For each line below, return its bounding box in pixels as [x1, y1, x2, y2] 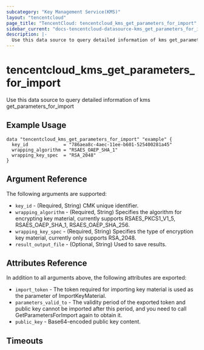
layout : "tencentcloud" [6, 15, 67, 21]
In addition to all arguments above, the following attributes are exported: [6, 274, 187, 281]
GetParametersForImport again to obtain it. [15, 312, 123, 319]
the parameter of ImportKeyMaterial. [15, 292, 107, 300]
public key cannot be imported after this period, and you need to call [15, 305, 187, 312]
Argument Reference [6, 174, 87, 184]
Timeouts [6, 335, 44, 346]
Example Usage [6, 120, 67, 130]
